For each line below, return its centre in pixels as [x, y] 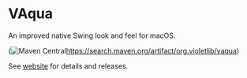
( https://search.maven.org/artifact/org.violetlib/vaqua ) [124, 50]
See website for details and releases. [68, 66]
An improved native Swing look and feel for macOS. [92, 35]
